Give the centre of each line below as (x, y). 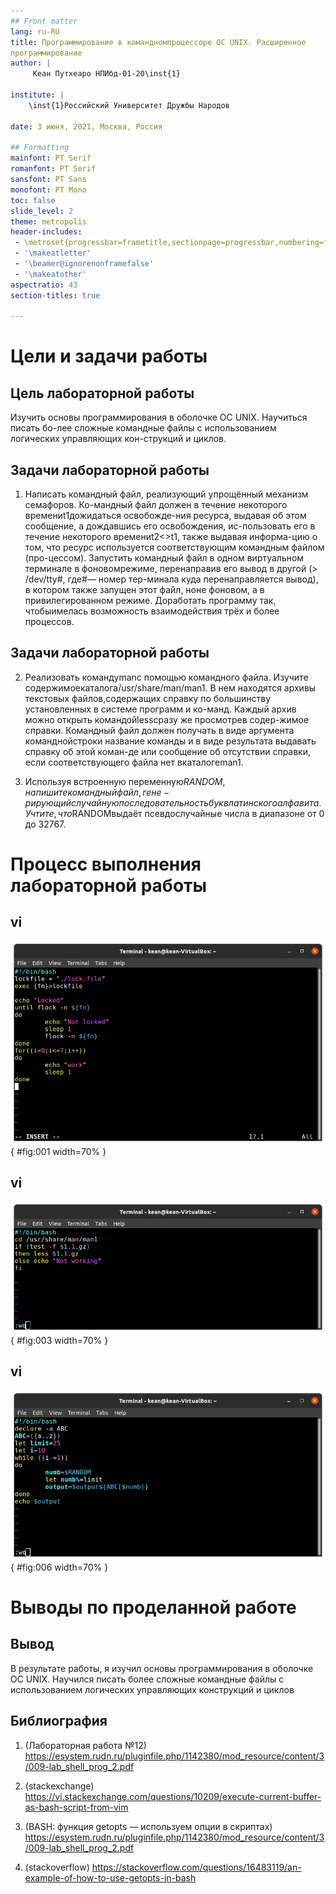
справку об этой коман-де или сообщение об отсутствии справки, (168, 751)
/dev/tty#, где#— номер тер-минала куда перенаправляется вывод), (171, 579)
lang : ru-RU (35, 31)
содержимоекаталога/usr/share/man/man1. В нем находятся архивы (170, 687)
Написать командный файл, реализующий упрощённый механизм (166, 494)
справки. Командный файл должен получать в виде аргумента (159, 730)
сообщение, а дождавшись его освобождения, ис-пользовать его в (170, 526)
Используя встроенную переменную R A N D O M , (125, 781)
